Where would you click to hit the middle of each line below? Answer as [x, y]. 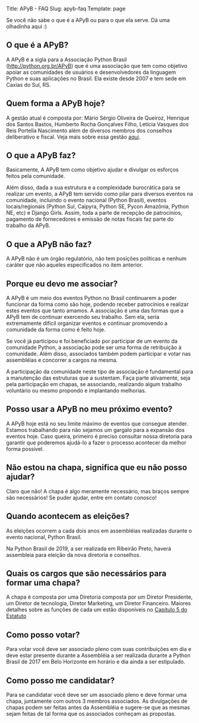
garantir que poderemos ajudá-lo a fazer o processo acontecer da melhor [96, 442]
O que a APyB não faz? [49, 244]
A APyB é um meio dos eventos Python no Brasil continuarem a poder [91, 298]
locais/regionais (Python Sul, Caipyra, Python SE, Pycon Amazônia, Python [97, 206]
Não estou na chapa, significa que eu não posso [97, 467]
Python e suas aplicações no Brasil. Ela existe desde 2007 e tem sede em [96, 78]
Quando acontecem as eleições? [68, 516]
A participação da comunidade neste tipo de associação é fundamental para [100, 372]
